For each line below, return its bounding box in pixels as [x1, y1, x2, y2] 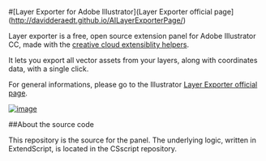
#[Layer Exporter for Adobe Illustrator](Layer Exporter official [8, 7, 212, 16]
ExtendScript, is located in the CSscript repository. [8, 144, 177, 153]
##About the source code [8, 120, 95, 129]
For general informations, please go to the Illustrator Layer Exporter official [8, 80, 258, 89]
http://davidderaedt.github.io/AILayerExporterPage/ [11, 15, 184, 25]
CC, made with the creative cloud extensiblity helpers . [8, 40, 189, 49]
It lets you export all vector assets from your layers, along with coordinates [8, 56, 258, 65]
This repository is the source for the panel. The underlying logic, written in [8, 135, 257, 145]
